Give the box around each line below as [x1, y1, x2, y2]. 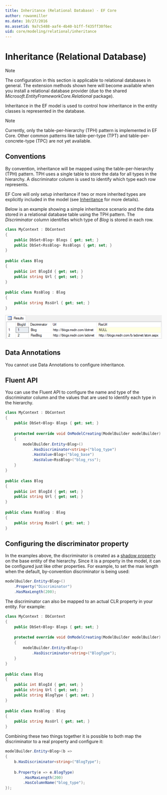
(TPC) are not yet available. [35, 138, 92, 144]
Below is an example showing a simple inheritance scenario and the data [5, 206, 154, 212]
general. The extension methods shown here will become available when [5, 83, 154, 89]
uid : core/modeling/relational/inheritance [5, 29, 97, 34]
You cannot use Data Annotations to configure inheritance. [5, 362, 125, 368]
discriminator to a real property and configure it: [5, 739, 103, 745]
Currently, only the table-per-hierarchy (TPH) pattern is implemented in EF [5, 128, 158, 133]
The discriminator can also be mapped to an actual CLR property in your [5, 598, 153, 604]
